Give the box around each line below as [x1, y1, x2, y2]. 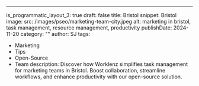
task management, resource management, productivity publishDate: [6, 24, 172, 31]
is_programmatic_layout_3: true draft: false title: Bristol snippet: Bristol [6, 12, 176, 18]
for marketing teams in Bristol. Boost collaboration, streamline [14, 67, 166, 74]
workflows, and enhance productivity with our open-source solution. [14, 73, 182, 80]
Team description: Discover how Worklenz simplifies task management [14, 61, 188, 68]
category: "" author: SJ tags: [20, 31, 91, 37]
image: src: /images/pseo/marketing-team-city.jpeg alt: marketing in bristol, [6, 18, 191, 25]
